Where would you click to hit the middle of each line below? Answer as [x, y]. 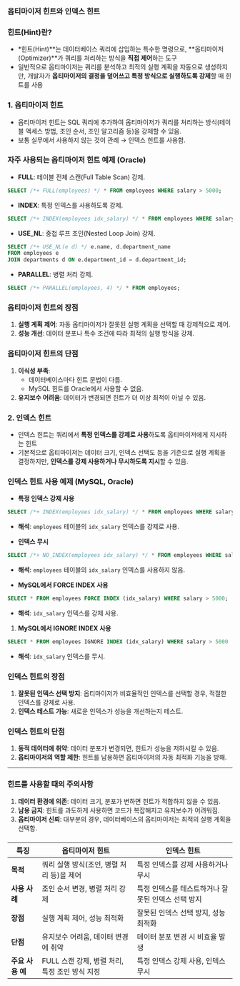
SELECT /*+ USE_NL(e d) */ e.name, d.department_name [89, 247]
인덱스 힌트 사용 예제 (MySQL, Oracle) [71, 481]
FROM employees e [33, 253]
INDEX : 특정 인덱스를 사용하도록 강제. [70, 205]
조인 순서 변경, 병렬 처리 [80, 888]
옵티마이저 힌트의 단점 [43, 353]
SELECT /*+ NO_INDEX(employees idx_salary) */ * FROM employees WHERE [115, 555]
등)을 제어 [66, 875]
